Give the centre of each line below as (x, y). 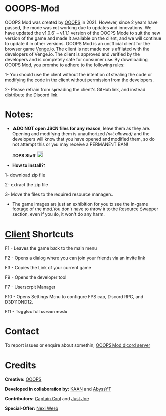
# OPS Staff (24, 155)
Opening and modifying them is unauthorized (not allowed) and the (81, 134)
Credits (21, 365)
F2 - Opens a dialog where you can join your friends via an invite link (75, 258)
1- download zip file (25, 175)
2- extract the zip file (27, 184)
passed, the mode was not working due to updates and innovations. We (78, 27)
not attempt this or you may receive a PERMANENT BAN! (70, 144)
